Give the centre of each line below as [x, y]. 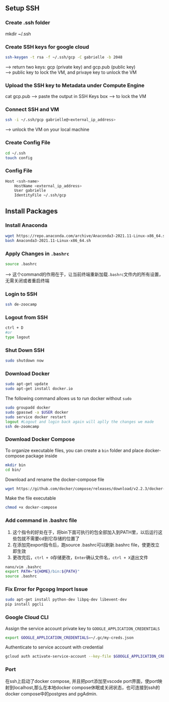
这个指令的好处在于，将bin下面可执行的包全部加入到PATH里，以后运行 [85, 532]
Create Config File [28, 142]
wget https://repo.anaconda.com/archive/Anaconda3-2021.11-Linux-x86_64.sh [86, 236]
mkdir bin [16, 465]
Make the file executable [31, 498]
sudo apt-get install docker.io [39, 389]
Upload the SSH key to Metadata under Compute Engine [75, 85]
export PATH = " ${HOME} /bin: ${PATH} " [43, 572]
